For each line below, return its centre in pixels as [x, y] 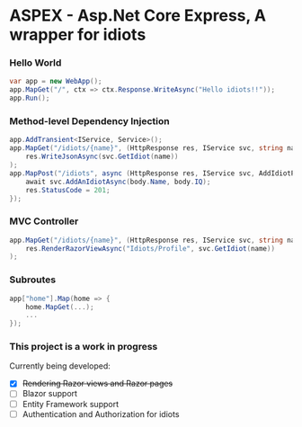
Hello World [36, 63]
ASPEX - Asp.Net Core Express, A [138, 16]
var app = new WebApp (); [56, 82]
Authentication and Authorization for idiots [101, 414]
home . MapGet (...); [60, 307]
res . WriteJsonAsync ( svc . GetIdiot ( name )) [102, 157]
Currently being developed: [60, 366]
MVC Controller [44, 221]
